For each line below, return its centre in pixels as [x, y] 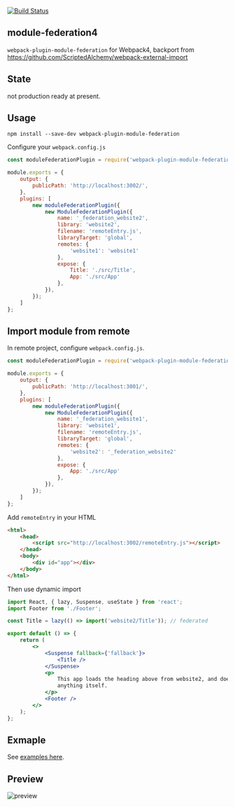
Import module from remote [69, 331]
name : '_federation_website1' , [103, 419]
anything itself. [83, 686]
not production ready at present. [54, 96]
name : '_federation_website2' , [103, 218]
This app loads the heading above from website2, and [137, 680]
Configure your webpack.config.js [57, 147]
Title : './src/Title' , [103, 270]
